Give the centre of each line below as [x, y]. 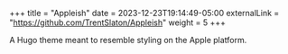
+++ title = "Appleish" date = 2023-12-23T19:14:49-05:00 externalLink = [144, 13]
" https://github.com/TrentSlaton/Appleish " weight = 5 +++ [118, 22]
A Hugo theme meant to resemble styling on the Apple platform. [128, 40]
